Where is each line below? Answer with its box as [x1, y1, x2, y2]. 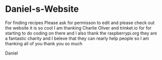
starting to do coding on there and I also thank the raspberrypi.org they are [5, 30, 157, 36]
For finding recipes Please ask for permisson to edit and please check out [5, 20, 155, 26]
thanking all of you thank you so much [5, 40, 83, 46]
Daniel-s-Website [5, 3, 79, 15]
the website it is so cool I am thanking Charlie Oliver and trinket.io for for [5, 25, 152, 30]
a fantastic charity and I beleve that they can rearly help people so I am [5, 35, 149, 41]
